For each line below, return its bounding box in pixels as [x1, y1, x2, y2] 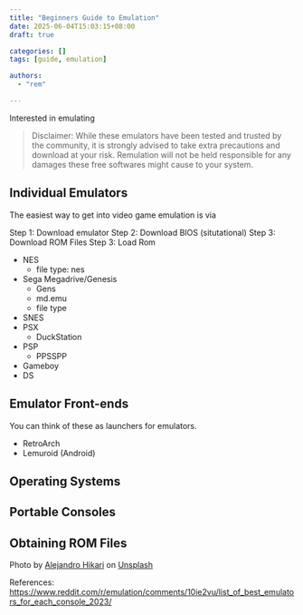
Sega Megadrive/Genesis [22, 273, 118, 284]
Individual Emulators [9, 185, 128, 200]
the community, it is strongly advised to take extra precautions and [31, 140, 280, 151]
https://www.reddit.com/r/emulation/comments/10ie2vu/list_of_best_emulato [9, 587, 295, 598]
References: [9, 577, 54, 588]
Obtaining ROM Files [9, 535, 128, 551]
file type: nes [35, 264, 85, 275]
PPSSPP [35, 350, 68, 361]
